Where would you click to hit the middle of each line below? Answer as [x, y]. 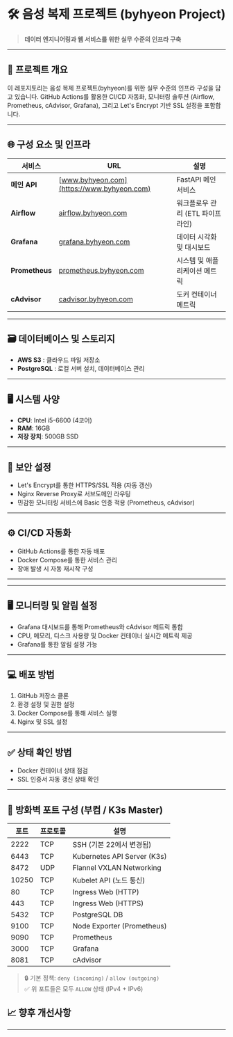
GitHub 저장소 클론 [43, 696]
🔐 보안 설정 [29, 467]
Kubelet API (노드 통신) [109, 880]
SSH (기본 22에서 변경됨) [112, 845]
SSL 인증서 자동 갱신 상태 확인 [58, 779]
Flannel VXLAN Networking [117, 868]
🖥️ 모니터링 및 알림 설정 [52, 606]
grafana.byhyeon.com [94, 242]
